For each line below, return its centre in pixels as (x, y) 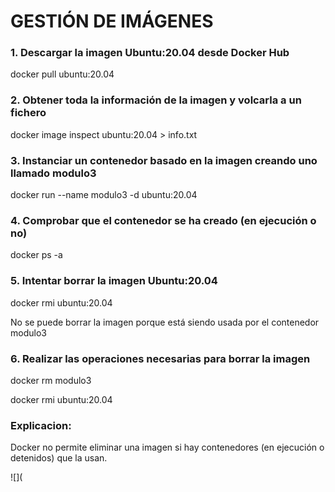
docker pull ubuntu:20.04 (62, 74)
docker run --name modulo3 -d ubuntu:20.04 (104, 195)
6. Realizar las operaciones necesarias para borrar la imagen (160, 358)
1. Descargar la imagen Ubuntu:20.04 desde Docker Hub (150, 53)
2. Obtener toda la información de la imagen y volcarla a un (156, 100)
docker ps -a (36, 255)
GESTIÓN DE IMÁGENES (112, 21)
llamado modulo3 (53, 173)
